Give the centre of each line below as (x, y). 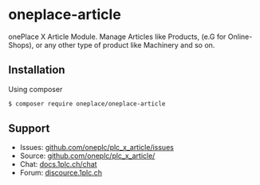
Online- (240, 37)
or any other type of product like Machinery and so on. (125, 44)
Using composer (35, 89)
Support (29, 129)
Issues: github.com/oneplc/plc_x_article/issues (97, 148)
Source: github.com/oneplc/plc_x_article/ (87, 156)
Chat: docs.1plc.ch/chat (58, 164)
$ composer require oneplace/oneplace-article (87, 104)
